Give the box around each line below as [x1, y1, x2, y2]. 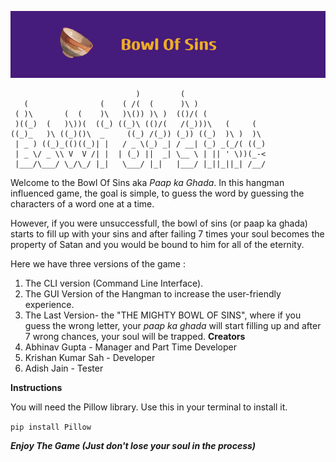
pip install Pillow [10, 422, 92, 433]
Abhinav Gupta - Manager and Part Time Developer [24, 341, 237, 353]
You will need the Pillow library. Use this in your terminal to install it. [10, 401, 288, 413]
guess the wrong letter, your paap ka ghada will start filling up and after [24, 320, 322, 332]
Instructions [10, 382, 63, 394]
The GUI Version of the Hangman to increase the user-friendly [24, 288, 282, 300]
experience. [24, 299, 75, 311]
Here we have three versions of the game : [10, 258, 186, 270]
